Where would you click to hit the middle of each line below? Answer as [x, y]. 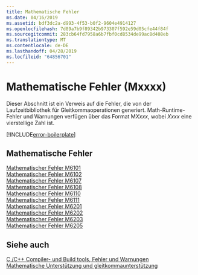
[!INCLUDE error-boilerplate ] [41, 134]
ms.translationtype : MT [36, 40]
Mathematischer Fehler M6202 [45, 213]
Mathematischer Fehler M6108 [44, 187]
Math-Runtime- [166, 110]
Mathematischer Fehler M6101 [44, 168]
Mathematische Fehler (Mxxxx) [86, 87]
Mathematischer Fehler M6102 [44, 174]
